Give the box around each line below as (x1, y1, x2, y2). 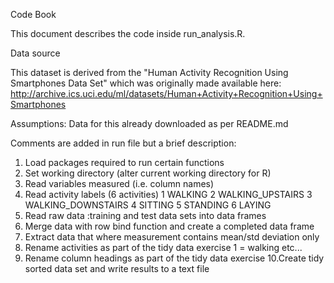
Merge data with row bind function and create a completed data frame (24, 220, 315, 232)
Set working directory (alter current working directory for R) (24, 167, 272, 179)
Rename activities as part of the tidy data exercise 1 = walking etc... (24, 242, 303, 253)
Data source (10, 47, 61, 59)
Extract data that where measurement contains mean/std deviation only (24, 231, 320, 243)
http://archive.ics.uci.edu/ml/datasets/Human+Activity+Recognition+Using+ (10, 88, 323, 99)
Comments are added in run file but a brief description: (10, 137, 237, 149)
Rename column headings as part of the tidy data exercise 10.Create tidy (24, 252, 325, 264)
